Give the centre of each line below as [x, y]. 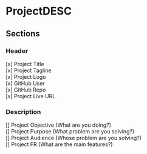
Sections [23, 34]
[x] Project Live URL [31, 96]
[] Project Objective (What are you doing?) [59, 125]
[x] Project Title [25, 64]
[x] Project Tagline [29, 70]
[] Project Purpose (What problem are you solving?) [70, 132]
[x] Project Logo [26, 76]
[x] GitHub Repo [26, 90]
